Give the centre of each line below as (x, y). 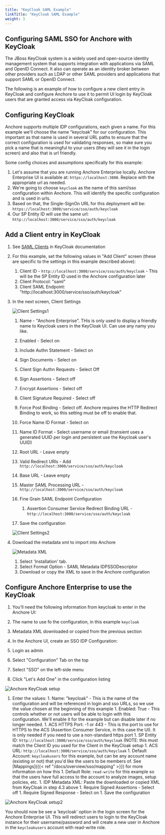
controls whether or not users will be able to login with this (71, 714)
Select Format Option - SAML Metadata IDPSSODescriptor (79, 566)
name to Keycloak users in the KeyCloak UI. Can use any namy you (87, 326)
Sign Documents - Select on (48, 360)
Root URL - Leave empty (44, 452)
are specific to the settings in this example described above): (74, 261)
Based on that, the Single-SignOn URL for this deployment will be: (79, 203)
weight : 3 (15, 19)
